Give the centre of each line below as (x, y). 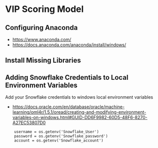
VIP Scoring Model (44, 9)
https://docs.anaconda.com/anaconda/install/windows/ (69, 45)
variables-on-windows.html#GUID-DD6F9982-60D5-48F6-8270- (80, 118)
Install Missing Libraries (43, 61)
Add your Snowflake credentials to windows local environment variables (79, 97)
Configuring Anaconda (42, 28)
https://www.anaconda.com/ (42, 39)
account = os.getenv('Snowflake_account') (59, 141)
